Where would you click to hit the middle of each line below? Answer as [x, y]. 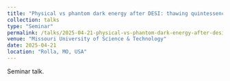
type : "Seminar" [30, 26]
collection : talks [33, 20]
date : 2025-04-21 [32, 45]
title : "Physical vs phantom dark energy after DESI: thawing [98, 13]
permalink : [23, 33]
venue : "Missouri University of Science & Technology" [87, 39]
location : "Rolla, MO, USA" [47, 52]
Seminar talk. [26, 71]
